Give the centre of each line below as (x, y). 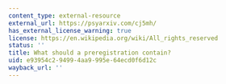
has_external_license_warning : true (70, 30)
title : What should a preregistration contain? (90, 53)
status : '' (27, 46)
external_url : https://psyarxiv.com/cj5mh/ (83, 23)
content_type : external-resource (65, 16)
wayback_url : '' (36, 68)
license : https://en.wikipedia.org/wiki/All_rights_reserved (113, 38)
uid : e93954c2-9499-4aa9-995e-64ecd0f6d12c (83, 61)
